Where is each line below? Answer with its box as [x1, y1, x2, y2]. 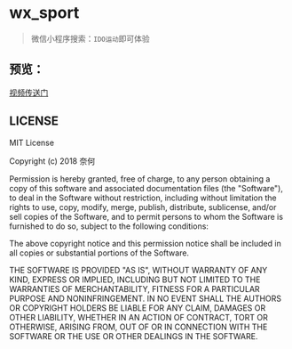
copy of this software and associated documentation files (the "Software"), [9, 183, 284, 193]
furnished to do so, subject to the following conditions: [9, 221, 209, 231]
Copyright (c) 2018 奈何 [9, 155, 96, 166]
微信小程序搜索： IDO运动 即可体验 [30, 33, 151, 44]
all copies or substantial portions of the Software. [9, 248, 189, 258]
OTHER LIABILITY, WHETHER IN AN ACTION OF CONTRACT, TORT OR [9, 312, 268, 322]
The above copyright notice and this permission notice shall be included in [9, 238, 281, 248]
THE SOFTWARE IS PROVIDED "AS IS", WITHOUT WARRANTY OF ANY [9, 264, 268, 275]
